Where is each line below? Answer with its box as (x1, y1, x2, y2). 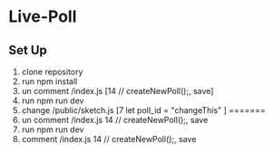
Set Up (8, 43, 47, 58)
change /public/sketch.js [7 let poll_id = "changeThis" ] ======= (21, 105, 267, 115)
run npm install (21, 76, 78, 87)
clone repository (21, 66, 83, 77)
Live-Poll (8, 6, 77, 27)
